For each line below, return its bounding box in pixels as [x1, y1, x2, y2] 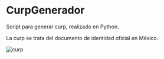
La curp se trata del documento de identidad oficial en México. [6, 34, 159, 41]
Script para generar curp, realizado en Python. [6, 23, 119, 30]
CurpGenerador [6, 4, 85, 17]
